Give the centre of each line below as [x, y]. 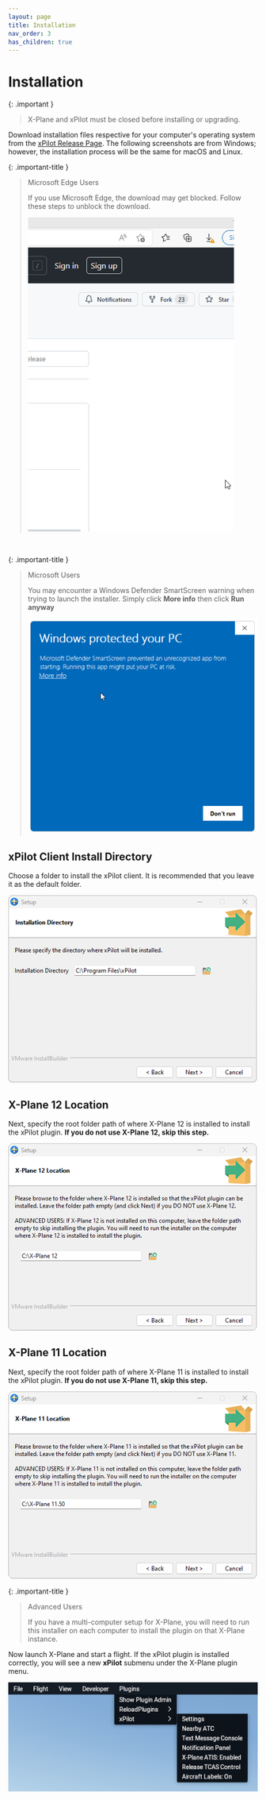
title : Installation [42, 25]
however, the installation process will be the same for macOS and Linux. [125, 152]
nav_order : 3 [30, 33]
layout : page [30, 17]
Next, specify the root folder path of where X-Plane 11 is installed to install [129, 1372]
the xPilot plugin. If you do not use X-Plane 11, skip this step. [108, 1380]
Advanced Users [55, 1606]
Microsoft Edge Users [63, 183]
